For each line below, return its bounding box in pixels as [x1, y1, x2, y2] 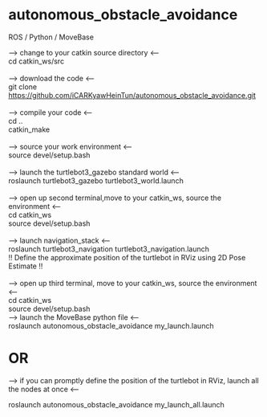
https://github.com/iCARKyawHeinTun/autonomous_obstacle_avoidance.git [8, 90, 257, 100]
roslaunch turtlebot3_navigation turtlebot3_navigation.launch [8, 243, 210, 254]
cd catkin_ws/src [8, 56, 65, 66]
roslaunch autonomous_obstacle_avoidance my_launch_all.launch [8, 399, 225, 409]
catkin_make [8, 125, 51, 134]
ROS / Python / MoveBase [8, 32, 95, 42]
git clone [8, 82, 38, 92]
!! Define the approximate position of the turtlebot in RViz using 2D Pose [8, 252, 246, 262]
